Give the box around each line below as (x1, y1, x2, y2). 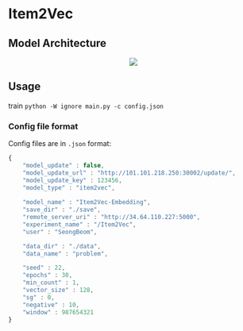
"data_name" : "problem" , (22, 249, 109, 258)
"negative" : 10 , (22, 301, 80, 309)
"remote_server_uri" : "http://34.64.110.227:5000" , (22, 214, 201, 221)
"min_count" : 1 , (22, 279, 80, 287)
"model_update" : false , (22, 161, 105, 169)
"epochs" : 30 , (22, 271, 73, 279)
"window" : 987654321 (22, 308, 94, 316)
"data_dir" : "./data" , (22, 242, 102, 250)
